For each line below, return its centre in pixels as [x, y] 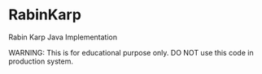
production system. [41, 61]
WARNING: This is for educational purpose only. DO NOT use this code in [131, 52]
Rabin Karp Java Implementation [63, 37]
